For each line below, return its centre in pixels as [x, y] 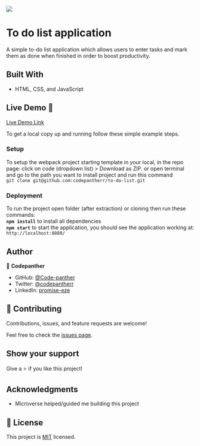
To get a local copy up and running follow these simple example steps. [93, 134]
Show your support [43, 354]
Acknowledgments [42, 389]
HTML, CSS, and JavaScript [49, 89]
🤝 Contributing [34, 309]
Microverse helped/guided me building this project [77, 404]
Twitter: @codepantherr [44, 284]
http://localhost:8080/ [36, 233]
